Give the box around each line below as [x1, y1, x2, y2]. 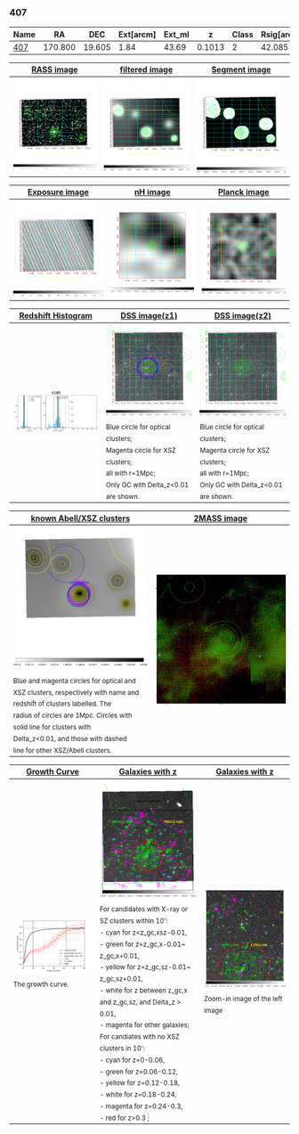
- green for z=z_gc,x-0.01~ [99, 940, 186, 949]
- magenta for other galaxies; [99, 1021, 190, 1030]
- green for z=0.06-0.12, [99, 1067, 178, 1076]
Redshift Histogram [19, 310, 93, 322]
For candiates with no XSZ [99, 1032, 180, 1041]
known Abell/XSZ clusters [30, 512, 131, 523]
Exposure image [27, 187, 89, 198]
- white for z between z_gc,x [99, 986, 189, 995]
